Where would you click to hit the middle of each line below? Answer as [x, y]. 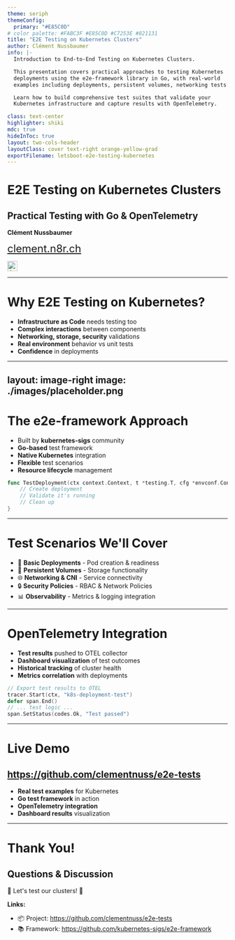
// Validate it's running [58, 496]
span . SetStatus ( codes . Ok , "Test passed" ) [69, 714]
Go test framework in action [58, 799]
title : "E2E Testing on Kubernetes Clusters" [74, 40]
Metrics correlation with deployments [72, 675]
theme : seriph [28, 14]
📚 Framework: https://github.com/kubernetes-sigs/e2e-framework [114, 929]
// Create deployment [51, 489]
